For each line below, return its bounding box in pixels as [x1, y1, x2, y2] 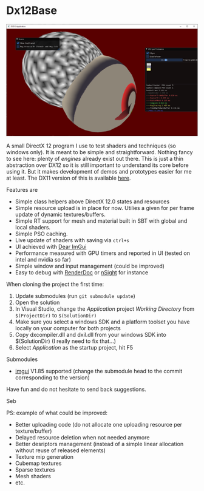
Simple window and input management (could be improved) [15, 262, 165, 270]
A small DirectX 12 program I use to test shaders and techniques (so [6, 142, 176, 149]
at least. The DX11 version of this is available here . [6, 174, 131, 182]
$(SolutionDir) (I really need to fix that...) [15, 337, 117, 345]
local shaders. [15, 224, 50, 231]
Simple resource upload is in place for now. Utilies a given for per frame [15, 205, 194, 212]
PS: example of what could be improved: [6, 409, 108, 416]
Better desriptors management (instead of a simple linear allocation [15, 441, 184, 448]
